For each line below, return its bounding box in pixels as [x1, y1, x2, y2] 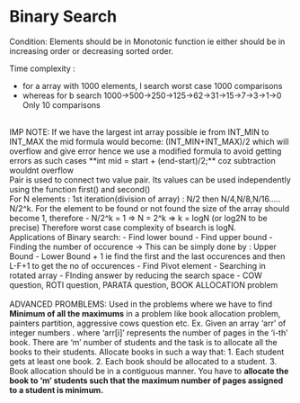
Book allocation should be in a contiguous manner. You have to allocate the [9, 365, 289, 376]
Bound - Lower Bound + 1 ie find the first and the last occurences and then [9, 250, 286, 262]
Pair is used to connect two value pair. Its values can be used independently [9, 174, 292, 185]
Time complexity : [9, 63, 75, 74]
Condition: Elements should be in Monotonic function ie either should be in [9, 36, 286, 47]
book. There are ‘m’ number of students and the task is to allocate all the [9, 336, 278, 347]
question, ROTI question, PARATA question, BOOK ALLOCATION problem [9, 279, 278, 290]
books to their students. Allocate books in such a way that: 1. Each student [9, 346, 285, 357]
